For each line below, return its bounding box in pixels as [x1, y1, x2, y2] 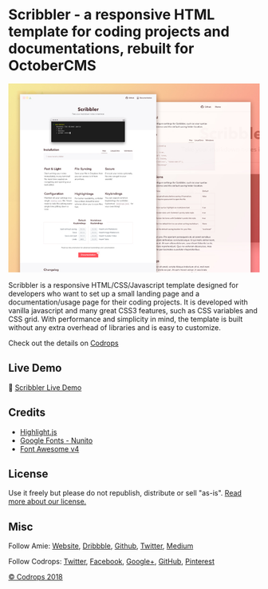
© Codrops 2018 [8, 572, 63, 582]
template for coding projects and [8, 22, 230, 41]
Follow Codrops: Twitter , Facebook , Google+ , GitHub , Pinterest [8, 557, 215, 567]
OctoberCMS [8, 57, 97, 75]
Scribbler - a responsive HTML [8, 6, 215, 24]
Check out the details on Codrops [8, 338, 119, 348]
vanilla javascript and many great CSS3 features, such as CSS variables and [8, 305, 258, 315]
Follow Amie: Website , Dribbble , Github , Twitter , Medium [8, 541, 194, 551]
